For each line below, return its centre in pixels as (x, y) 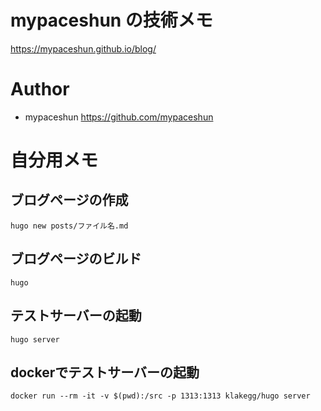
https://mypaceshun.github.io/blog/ (83, 48)
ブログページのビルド (76, 259)
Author (40, 89)
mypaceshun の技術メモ (111, 20)
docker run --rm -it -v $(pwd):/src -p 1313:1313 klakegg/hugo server (160, 396)
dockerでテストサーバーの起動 (105, 372)
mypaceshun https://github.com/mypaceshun (119, 117)
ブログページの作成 (69, 200)
